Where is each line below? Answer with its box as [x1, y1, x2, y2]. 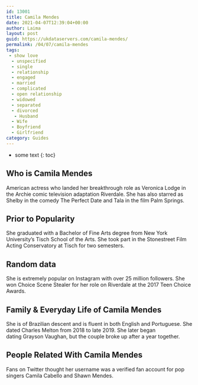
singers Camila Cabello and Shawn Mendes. [6, 372, 113, 379]
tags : [6, 47, 20, 53]
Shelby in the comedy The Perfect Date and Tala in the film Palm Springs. [6, 196, 185, 204]
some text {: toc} [14, 151, 56, 158]
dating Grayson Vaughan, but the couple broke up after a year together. [6, 333, 180, 340]
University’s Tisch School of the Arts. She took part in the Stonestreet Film [6, 236, 187, 243]
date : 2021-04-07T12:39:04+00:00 [6, 20, 89, 25]
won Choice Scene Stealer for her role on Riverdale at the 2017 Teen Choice [6, 282, 191, 289]
